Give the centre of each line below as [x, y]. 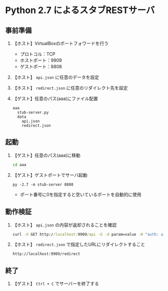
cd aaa [19, 165]
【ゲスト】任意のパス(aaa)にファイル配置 [55, 99]
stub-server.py [33, 112]
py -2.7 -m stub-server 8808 [43, 184]
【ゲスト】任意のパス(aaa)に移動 [46, 155]
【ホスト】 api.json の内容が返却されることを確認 [64, 225]
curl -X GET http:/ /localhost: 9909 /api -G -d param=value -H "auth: [86, 234]
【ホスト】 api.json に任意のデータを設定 [56, 77]
